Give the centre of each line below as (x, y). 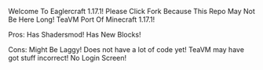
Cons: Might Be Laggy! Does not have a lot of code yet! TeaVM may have (126, 49)
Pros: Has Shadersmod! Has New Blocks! (75, 35)
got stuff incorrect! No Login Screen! (68, 58)
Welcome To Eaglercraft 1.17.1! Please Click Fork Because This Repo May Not (131, 11)
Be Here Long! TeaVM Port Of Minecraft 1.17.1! (82, 19)
